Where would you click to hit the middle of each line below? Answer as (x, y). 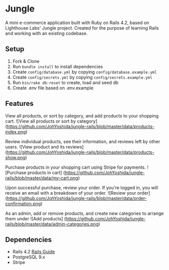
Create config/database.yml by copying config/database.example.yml (84, 72)
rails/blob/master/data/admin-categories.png (52, 224)
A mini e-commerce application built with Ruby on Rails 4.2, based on (77, 23)
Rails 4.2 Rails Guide (34, 252)
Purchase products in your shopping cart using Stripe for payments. (76, 167)
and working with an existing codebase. (47, 33)
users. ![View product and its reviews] (45, 147)
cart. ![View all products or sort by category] (51, 121)
